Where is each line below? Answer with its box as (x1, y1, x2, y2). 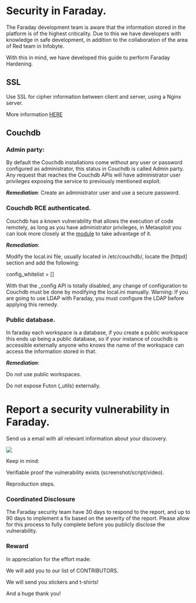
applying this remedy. (6, 301, 59, 308)
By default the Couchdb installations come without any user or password (6, 159, 182, 166)
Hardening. (6, 60, 34, 67)
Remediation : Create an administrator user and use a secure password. (6, 189, 180, 196)
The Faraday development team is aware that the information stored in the (6, 24, 186, 31)
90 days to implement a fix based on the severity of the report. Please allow (6, 515, 190, 522)
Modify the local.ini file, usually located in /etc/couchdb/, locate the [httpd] (6, 253, 187, 260)
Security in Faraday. (6, 4, 107, 18)
